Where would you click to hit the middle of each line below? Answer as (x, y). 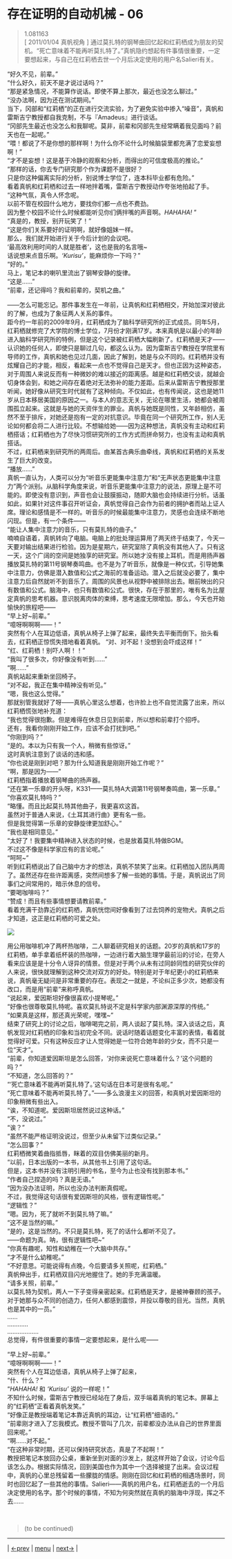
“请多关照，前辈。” (33, 1282)
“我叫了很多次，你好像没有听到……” (57, 659)
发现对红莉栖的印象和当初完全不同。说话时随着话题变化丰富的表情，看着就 (119, 1032)
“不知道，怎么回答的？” (40, 1075)
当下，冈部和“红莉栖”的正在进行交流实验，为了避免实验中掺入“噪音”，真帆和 (115, 109)
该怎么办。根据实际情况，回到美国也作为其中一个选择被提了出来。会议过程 (113, 1466)
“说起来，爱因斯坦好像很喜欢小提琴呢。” (63, 998)
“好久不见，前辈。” (33, 74)
